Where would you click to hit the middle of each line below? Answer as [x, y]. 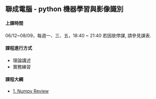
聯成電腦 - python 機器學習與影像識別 [64, 9]
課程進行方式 [19, 48]
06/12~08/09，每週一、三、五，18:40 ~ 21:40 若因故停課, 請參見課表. [78, 35]
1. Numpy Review [31, 91]
